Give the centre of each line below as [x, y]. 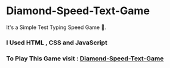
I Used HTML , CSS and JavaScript [57, 43]
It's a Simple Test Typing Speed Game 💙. [56, 27]
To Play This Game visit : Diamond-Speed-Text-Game [85, 59]
